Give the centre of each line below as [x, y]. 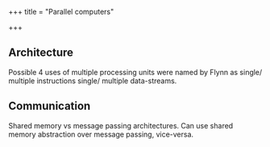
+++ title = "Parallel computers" [61, 12]
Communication [50, 106]
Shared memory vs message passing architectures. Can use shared [121, 125]
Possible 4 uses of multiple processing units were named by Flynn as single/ [135, 72]
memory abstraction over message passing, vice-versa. [101, 134]
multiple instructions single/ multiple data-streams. [93, 81]
